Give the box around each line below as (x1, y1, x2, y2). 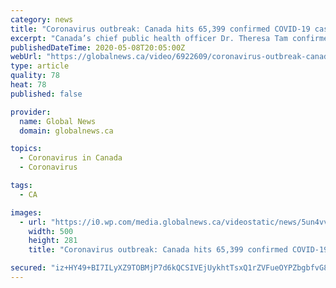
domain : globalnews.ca (19, 126, 114, 136)
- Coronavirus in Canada (19, 153, 123, 163)
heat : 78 (10, 80, 47, 90)
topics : (10, 144, 43, 154)
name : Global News (19, 116, 97, 126)
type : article (10, 61, 70, 71)
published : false (10, 89, 83, 99)
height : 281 (28, 236, 78, 246)
